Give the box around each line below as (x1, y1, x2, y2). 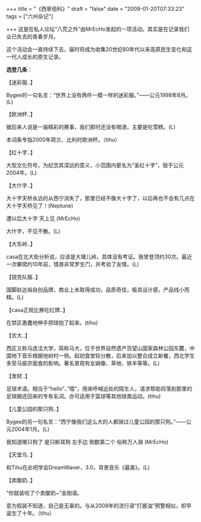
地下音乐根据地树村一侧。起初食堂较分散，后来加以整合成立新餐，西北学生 (11, 352, 195, 359)
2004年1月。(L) (11, 425, 50, 433)
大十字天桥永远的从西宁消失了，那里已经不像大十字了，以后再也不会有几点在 (6, 194, 195, 202)
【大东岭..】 (6, 241, 36, 247)
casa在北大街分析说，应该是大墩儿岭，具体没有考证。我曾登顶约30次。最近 (6, 253, 193, 260)
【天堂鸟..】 (6, 451, 36, 458)
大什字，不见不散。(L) (6, 227, 61, 235)
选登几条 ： (6, 66, 33, 73)
